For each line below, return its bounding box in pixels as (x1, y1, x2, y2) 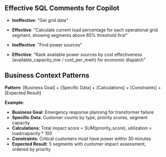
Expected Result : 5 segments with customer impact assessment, (11, 141, 146, 147)
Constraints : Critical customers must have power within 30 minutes (11, 136, 152, 142)
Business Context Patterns (4, 71, 90, 80)
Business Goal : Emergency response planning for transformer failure (11, 109, 154, 115)
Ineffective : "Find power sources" (11, 42, 83, 48)
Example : (4, 99, 24, 105)
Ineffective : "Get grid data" (11, 17, 69, 23)
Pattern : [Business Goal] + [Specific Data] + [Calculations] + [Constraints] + (4, 84, 162, 90)
